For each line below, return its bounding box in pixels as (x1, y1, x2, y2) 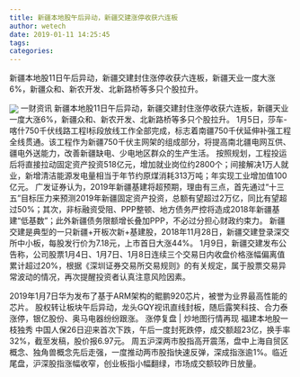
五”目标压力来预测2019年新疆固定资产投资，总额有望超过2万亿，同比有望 (9, 193, 280, 203)
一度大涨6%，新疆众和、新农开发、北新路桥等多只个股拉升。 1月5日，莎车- (9, 114, 287, 125)
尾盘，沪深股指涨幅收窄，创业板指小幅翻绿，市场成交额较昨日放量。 (9, 358, 261, 369)
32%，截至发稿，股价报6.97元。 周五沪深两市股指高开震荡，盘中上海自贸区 (9, 336, 289, 346)
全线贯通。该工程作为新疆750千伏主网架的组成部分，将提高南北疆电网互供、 (9, 137, 291, 148)
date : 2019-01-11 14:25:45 (9, 30, 110, 39)
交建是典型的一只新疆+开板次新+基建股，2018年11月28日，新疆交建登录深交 (9, 227, 290, 238)
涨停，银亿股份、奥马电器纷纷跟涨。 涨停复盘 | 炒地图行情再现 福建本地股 (9, 313, 281, 324)
